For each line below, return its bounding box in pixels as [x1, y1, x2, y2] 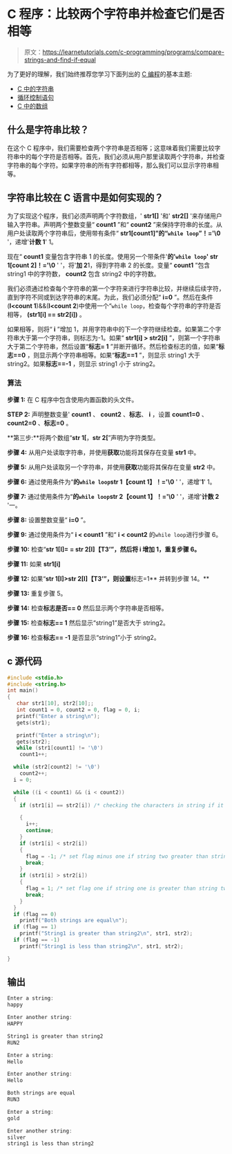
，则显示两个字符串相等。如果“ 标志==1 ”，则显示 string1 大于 [27, 351, 200, 359]
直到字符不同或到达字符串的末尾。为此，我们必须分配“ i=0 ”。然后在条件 [7, 293, 213, 301]
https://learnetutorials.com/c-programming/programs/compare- [42, 48, 224, 56]
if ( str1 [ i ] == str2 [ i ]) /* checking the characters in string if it [19, 802, 224, 809]
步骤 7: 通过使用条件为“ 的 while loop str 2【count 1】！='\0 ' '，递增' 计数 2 [7, 492, 220, 500]
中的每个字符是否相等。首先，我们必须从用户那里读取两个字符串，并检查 [19, 152, 225, 161]
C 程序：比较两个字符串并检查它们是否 [7, 6, 225, 22]
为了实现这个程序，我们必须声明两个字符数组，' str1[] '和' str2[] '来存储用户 [7, 212, 222, 220]
